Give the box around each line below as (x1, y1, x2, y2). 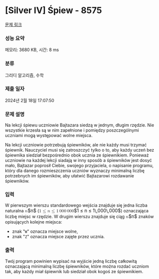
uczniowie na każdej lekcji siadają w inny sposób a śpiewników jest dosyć (5, 157, 152, 163)
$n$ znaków (128, 213, 154, 220)
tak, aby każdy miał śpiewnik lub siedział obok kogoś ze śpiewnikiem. (5, 268, 144, 274)
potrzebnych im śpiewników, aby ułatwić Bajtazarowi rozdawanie (5, 173, 134, 179)
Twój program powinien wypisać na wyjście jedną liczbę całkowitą (5, 258, 137, 264)
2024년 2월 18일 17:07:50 (5, 97, 55, 103)
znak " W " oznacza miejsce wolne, (12, 228, 78, 234)
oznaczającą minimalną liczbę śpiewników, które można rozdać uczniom (5, 263, 149, 269)
